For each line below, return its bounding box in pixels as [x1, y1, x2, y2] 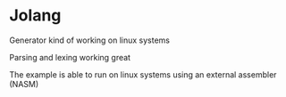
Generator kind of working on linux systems [9, 35, 170, 45]
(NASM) [9, 78, 39, 89]
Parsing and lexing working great [9, 52, 131, 62]
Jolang [9, 5, 62, 26]
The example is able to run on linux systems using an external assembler [9, 69, 277, 80]
